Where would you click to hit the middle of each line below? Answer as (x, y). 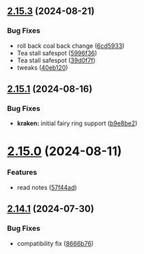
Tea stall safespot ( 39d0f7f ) (56, 60)
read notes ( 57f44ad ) (47, 187)
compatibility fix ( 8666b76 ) (55, 243)
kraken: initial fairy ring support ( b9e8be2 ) (77, 123)
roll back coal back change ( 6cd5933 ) (71, 46)
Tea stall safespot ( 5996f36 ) (57, 53)
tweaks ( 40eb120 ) (42, 67)
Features (22, 173)
